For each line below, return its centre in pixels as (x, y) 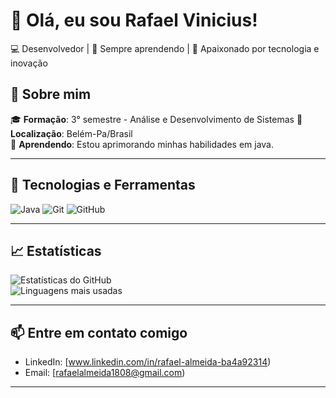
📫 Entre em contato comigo (99, 332)
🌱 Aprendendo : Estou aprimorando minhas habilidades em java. (142, 144)
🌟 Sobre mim (51, 94)
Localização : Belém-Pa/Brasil (71, 133)
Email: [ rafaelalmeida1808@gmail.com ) (105, 373)
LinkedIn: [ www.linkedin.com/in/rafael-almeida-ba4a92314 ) (148, 362)
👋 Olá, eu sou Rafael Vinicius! (134, 20)
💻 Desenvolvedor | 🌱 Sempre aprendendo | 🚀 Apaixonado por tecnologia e (165, 48)
